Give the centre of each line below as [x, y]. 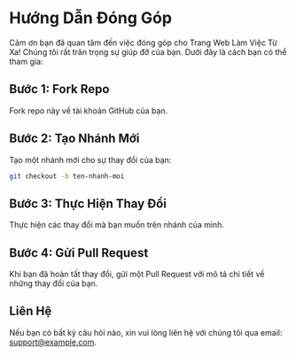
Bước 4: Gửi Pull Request [79, 253]
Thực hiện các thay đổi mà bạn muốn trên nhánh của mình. [117, 225]
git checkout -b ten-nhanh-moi [67, 176]
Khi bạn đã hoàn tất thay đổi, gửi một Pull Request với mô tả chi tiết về [137, 275]
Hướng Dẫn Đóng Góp [91, 18]
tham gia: [26, 61]
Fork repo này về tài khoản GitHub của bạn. [89, 111]
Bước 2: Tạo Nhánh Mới [74, 139]
